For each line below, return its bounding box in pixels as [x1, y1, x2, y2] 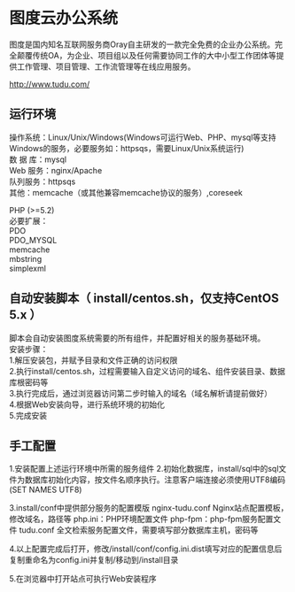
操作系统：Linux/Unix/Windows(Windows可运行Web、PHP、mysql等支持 [9, 132, 276, 142]
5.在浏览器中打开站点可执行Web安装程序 [9, 573, 157, 584]
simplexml [9, 263, 47, 273]
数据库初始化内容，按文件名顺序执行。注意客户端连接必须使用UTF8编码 [24, 474, 286, 485]
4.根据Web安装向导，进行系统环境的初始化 [9, 399, 166, 410]
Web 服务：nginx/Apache [9, 165, 103, 175]
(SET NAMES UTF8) [9, 484, 82, 496]
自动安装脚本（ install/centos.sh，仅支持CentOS [9, 291, 279, 306]
